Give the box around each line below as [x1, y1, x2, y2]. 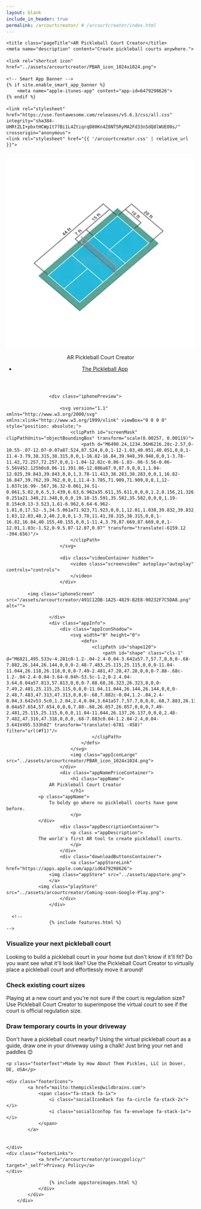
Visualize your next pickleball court [6, 940, 112, 948]
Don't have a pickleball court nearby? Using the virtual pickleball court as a [6, 1036, 191, 1043]
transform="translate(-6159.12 [108, 525, 186, 531]
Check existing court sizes [6, 981, 86, 989]
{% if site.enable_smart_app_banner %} [6, 82, 106, 88]
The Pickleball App [81, 365, 129, 372]
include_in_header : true [6, 16, 68, 22]
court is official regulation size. [6, 1007, 82, 1014]
